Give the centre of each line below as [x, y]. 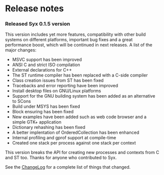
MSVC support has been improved [47, 60]
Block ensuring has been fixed [43, 112]
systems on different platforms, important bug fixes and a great [69, 40]
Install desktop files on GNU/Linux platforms [57, 91]
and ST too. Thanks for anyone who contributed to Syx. [61, 158]
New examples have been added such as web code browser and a [79, 117]
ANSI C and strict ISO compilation [46, 65]
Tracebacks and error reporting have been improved [65, 86]
